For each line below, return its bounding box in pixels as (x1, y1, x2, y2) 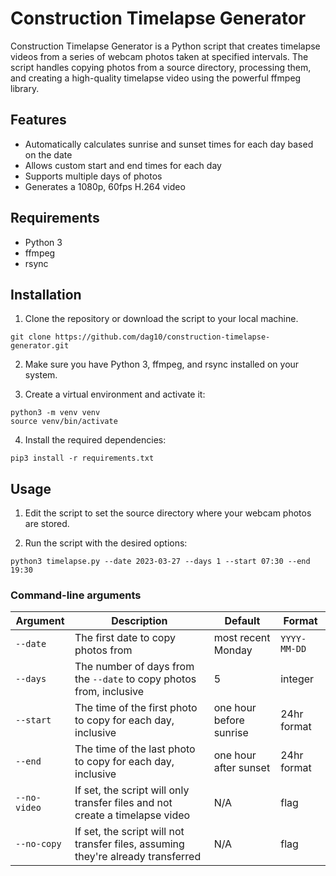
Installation (10, 286, 82, 303)
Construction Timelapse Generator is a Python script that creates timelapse (10, 40, 321, 52)
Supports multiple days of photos (24, 170, 163, 182)
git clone (10, 332, 52, 342)
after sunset (213, 761, 271, 775)
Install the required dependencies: (24, 434, 167, 446)
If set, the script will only (74, 783, 190, 797)
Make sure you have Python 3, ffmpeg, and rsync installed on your (24, 358, 300, 371)
